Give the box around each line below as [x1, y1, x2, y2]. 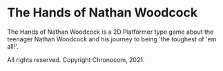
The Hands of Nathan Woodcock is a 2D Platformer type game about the [7, 28, 214, 36]
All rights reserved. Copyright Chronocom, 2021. [7, 55, 145, 63]
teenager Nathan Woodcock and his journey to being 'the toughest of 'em [7, 34, 217, 43]
